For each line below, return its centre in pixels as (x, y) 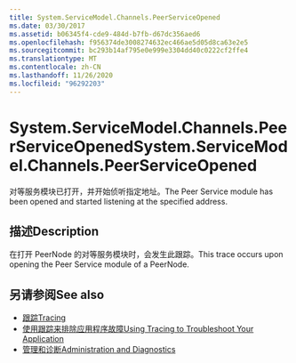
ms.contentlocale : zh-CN (55, 68)
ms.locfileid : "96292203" (57, 84)
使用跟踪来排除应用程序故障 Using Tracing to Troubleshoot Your (138, 329)
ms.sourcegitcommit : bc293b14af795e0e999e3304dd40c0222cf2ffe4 (129, 51)
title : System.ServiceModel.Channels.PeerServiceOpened (115, 17)
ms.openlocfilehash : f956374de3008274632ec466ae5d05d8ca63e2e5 (129, 42)
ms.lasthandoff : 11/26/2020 (61, 76)
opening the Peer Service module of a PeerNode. (99, 264)
